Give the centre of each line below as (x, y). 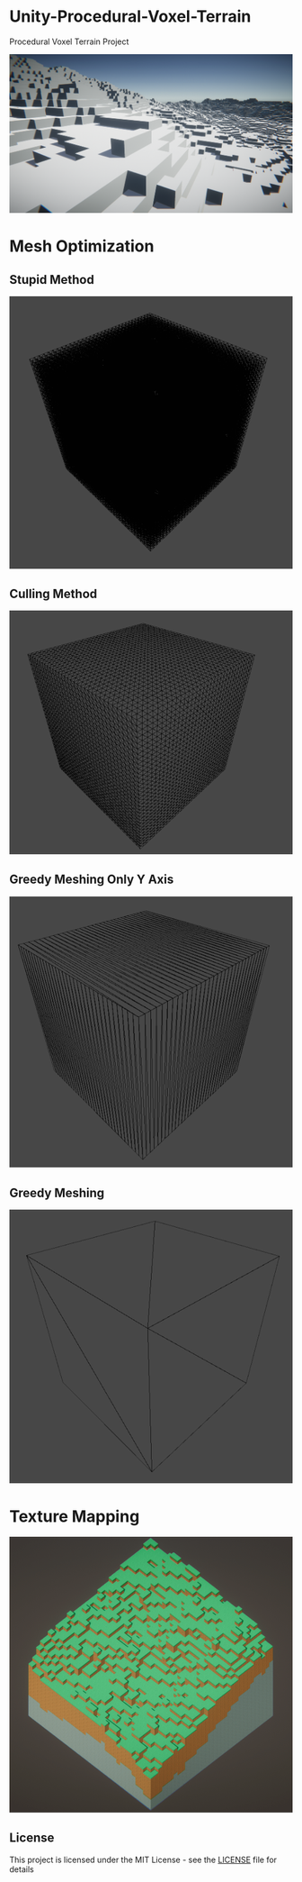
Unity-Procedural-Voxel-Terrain (130, 17)
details (22, 1869)
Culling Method (53, 594)
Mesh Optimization (82, 246)
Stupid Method (52, 280)
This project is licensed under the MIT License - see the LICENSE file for (143, 1859)
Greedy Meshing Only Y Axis (92, 880)
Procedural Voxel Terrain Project (69, 41)
